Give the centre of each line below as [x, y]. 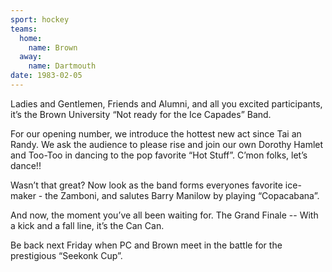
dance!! [26, 165]
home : [31, 38]
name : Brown [53, 47]
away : [31, 57]
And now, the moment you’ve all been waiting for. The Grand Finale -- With [164, 215]
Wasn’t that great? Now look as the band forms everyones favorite [146, 185]
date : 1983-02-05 [46, 76]
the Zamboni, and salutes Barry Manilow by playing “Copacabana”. [182, 195]
